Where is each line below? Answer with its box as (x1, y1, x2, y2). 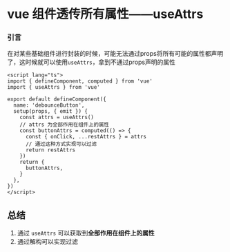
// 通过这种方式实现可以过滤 (25, 140, 97, 148)
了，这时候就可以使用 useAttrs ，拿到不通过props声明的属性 (7, 58, 176, 66)
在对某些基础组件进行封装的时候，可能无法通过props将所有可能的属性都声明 (7, 50, 223, 58)
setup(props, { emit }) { (13, 108, 88, 115)
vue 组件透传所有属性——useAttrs (7, 6, 204, 22)
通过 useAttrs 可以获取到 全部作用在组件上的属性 (17, 229, 155, 238)
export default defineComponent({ (7, 96, 107, 103)
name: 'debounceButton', (13, 102, 85, 109)
